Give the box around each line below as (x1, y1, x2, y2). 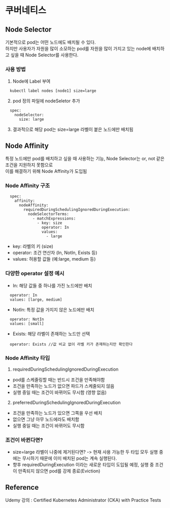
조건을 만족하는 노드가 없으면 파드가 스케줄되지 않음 (12, 383, 115, 389)
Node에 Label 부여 (12, 78, 51, 84)
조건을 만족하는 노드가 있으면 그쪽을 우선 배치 (12, 410, 103, 416)
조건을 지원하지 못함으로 (5, 162, 53, 168)
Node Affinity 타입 (5, 354, 50, 361)
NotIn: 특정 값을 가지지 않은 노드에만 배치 (12, 306, 95, 312)
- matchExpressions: (32, 216, 76, 221)
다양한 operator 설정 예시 (5, 270, 64, 277)
